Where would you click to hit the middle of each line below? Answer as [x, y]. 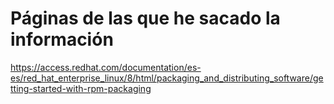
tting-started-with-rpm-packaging [81, 88]
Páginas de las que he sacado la [145, 18]
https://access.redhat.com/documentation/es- [106, 67]
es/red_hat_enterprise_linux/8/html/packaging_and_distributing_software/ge [167, 78]
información [62, 39]
